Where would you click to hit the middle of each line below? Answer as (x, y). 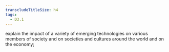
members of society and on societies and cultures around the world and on (85, 39)
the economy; (20, 44)
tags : (11, 15)
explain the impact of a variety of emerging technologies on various (77, 34)
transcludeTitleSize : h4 (32, 10)
